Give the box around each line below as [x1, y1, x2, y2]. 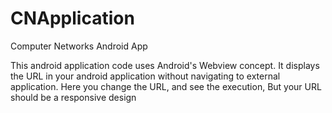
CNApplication [10, 7, 135, 30]
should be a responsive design [10, 91, 137, 103]
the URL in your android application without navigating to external [10, 70, 281, 82]
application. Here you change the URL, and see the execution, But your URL [10, 80, 322, 92]
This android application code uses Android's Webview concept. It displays [10, 59, 320, 71]
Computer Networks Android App [10, 40, 148, 52]
